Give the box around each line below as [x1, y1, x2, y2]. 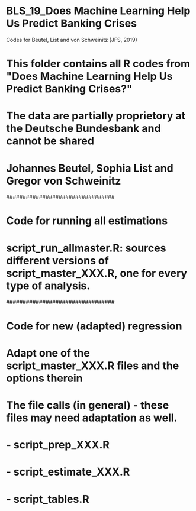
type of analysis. [6, 279, 91, 292]
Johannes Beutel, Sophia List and [6, 161, 173, 175]
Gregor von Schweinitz [6, 174, 121, 187]
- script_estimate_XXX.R [6, 465, 130, 478]
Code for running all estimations [6, 214, 168, 228]
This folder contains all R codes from [6, 57, 191, 70]
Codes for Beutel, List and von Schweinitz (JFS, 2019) [6, 36, 137, 43]
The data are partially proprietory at [6, 109, 186, 122]
